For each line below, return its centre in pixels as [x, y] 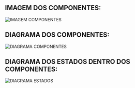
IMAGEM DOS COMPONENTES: [53, 8]
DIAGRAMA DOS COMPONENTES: [57, 35]
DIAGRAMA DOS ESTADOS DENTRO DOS [68, 62]
